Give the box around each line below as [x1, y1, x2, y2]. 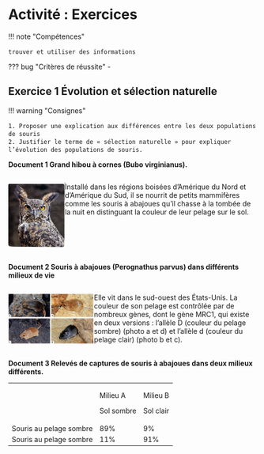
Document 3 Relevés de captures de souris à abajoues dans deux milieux [8, 358, 253, 369]
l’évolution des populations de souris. [8, 146, 144, 153]
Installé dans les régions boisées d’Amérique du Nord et [64, 182, 247, 191]
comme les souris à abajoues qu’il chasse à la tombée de [64, 199, 251, 208]
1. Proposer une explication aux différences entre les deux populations [8, 122, 257, 130]
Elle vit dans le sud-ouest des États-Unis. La [93, 293, 238, 302]
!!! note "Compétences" [8, 32, 85, 41]
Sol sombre [99, 406, 137, 415]
